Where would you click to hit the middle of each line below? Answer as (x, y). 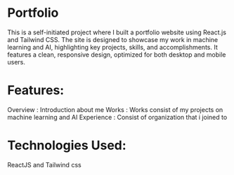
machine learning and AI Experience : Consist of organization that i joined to (117, 117)
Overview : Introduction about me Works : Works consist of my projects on (115, 109)
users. (17, 62)
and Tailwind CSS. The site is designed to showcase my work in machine (113, 39)
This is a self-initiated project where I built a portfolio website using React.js (117, 32)
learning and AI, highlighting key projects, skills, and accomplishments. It (112, 47)
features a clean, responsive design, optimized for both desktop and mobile (117, 55)
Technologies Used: (67, 146)
